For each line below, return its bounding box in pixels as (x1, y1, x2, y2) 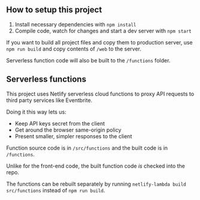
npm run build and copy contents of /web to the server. (6, 45, 142, 52)
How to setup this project (6, 5, 102, 15)
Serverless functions (6, 74, 87, 85)
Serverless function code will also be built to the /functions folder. (6, 56, 171, 64)
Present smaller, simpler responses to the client (14, 132, 132, 140)
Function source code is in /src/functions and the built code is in (6, 144, 168, 151)
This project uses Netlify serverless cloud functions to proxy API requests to (6, 90, 195, 97)
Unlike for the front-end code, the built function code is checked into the (6, 162, 186, 169)
